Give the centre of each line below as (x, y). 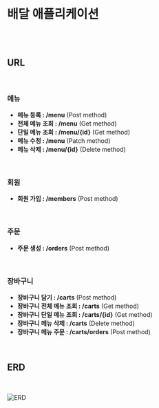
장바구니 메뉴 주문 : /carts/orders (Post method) (84, 331)
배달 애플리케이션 (53, 14)
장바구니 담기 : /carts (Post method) (67, 297)
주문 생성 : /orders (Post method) (63, 248)
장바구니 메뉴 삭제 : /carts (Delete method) (76, 323)
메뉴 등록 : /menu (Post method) (62, 115)
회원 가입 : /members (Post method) (67, 199)
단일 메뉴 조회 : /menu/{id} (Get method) (74, 133)
